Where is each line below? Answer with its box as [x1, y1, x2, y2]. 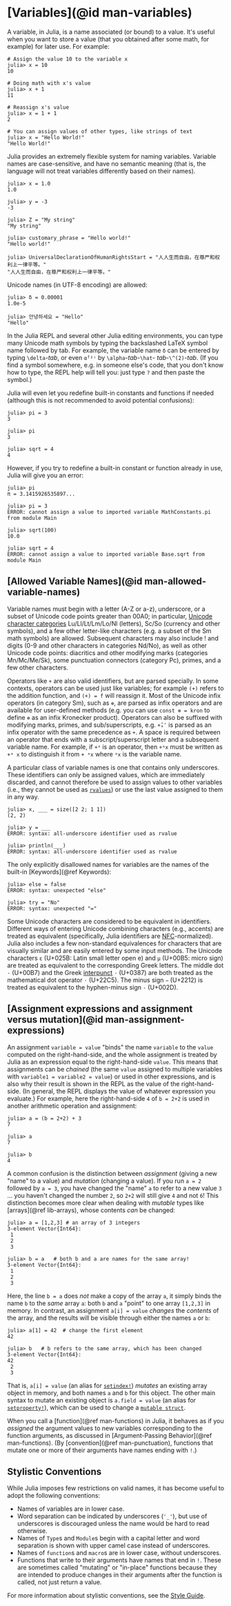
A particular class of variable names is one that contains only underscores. [7, 763, 219, 772]
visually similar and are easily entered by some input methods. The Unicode [7, 946, 223, 954]
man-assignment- [105, 1014, 185, 1025]
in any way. [7, 792, 39, 801]
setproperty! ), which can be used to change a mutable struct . [7, 1403, 186, 1412]
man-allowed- [144, 576, 207, 588]
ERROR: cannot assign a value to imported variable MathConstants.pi [7, 508, 212, 515]
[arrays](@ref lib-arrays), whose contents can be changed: [7, 1205, 176, 1214]
